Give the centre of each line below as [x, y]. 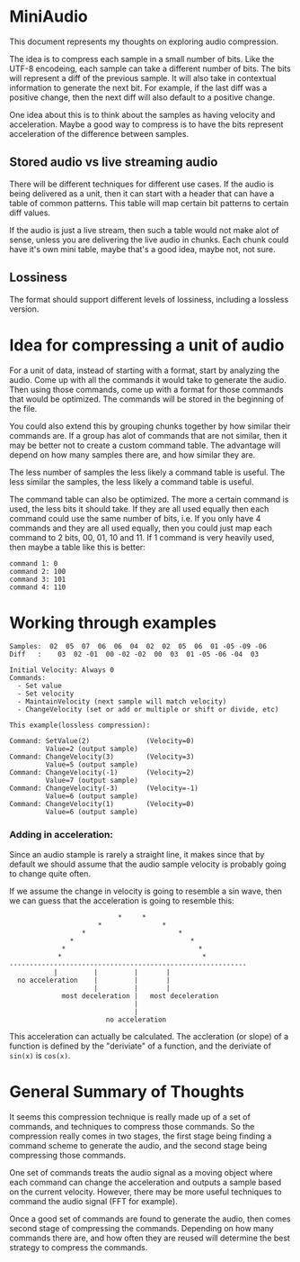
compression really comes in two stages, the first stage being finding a [141, 1136]
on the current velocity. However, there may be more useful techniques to [146, 1192]
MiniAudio [49, 17]
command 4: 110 [38, 587]
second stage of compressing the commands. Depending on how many [141, 1228]
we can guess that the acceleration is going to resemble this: [122, 900]
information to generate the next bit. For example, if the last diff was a [138, 87]
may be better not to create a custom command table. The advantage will [145, 445]
